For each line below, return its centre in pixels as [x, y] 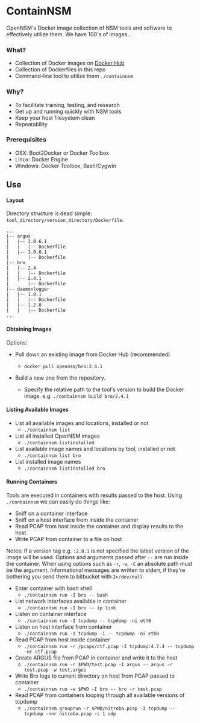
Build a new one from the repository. [60, 378]
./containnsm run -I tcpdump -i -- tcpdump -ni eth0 [92, 634]
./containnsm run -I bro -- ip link [70, 608]
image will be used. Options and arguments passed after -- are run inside [97, 557]
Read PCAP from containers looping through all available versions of [100, 695]
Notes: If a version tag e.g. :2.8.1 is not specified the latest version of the [98, 551]
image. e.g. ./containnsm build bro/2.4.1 [77, 396]
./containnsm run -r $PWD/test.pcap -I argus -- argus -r [98, 665]
